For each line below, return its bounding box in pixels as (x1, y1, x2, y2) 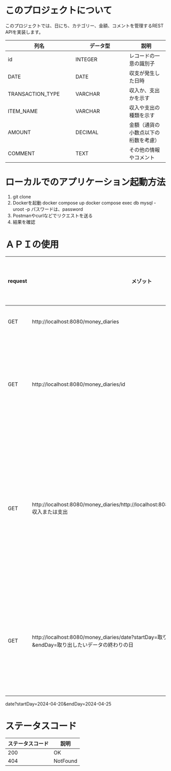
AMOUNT (8, 128, 32, 136)
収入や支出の (129, 104, 160, 111)
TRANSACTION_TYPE (8, 90, 60, 97)
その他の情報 (129, 146, 160, 153)
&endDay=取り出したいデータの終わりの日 (32, 641, 134, 648)
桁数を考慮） (129, 137, 160, 144)
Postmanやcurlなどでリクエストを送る (12, 212, 93, 218)
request (8, 277, 27, 284)
